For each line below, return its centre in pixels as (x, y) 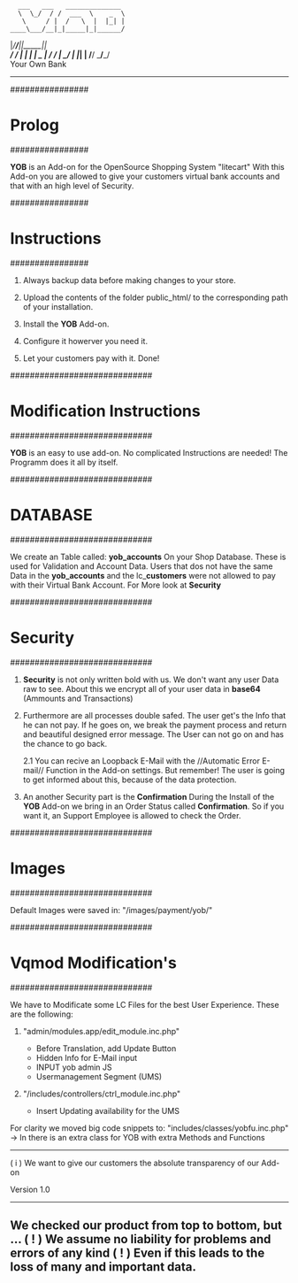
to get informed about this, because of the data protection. (130, 780)
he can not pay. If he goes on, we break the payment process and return (154, 725)
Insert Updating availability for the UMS (108, 1110)
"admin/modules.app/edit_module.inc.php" (101, 1031)
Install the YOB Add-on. (66, 324)
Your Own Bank (38, 64)
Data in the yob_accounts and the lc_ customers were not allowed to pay (143, 575)
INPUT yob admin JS (74, 1067)
